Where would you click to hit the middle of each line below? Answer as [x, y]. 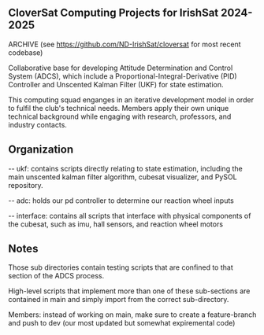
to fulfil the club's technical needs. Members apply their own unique [119, 108]
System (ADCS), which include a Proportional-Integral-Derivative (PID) [123, 76]
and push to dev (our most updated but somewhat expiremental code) [122, 323]
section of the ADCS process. [56, 276]
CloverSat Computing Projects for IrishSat [113, 13]
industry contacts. [37, 124]
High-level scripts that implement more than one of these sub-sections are [129, 291]
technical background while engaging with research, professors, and [120, 116]
